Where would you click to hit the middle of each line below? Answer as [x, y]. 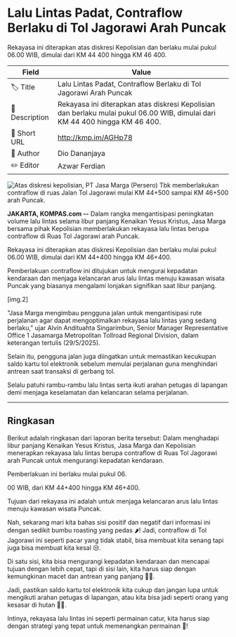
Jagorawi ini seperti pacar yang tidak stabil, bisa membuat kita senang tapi [116, 540]
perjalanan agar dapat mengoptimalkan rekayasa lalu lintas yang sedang [112, 320]
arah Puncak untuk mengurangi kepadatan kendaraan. [86, 460]
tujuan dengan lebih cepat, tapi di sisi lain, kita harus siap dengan [102, 569]
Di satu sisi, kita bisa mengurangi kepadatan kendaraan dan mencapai [109, 561]
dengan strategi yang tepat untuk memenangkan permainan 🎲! [98, 626]
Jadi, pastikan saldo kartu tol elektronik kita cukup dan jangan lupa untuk [113, 590]
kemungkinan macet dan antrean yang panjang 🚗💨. [81, 576]
